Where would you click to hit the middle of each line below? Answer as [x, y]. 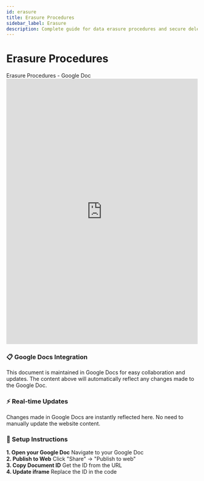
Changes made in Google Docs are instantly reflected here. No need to [95, 417]
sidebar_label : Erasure [36, 23]
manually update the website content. [53, 423]
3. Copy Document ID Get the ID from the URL [64, 465]
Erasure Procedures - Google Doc [49, 76]
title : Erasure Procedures [40, 18]
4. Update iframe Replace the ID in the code [62, 472]
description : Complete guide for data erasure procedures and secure [96, 29]
